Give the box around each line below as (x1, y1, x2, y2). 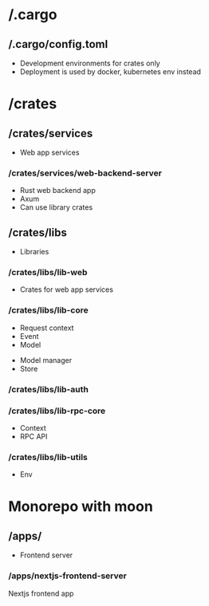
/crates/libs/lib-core (8, 305, 89, 316)
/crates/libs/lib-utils (8, 451, 88, 462)
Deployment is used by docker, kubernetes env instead (19, 67, 202, 77)
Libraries (19, 247, 49, 257)
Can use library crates (19, 203, 93, 212)
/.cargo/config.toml (8, 37, 108, 51)
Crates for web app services (19, 285, 114, 294)
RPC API (19, 431, 48, 441)
